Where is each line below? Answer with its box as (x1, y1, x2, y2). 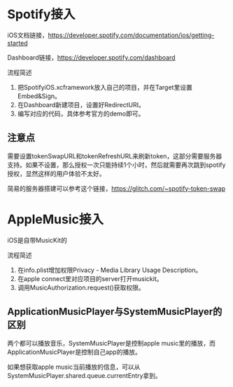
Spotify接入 (7, 6, 76, 22)
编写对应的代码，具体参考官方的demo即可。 (17, 109, 145, 118)
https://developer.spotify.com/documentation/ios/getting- (48, 31, 215, 39)
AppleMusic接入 (7, 211, 104, 227)
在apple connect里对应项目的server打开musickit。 (17, 274, 163, 283)
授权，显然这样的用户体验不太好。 (7, 169, 106, 177)
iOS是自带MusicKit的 (7, 236, 68, 244)
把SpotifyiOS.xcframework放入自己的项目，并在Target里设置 (17, 83, 192, 91)
